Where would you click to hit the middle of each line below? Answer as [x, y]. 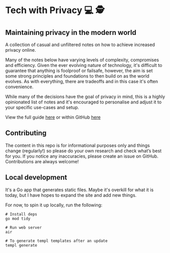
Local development [36, 178]
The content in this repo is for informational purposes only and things [78, 145]
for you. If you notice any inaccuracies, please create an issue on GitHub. [82, 156]
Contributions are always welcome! [42, 161]
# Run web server [24, 227]
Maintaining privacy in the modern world [71, 32]
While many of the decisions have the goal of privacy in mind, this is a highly [85, 97]
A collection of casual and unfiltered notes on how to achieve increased [80, 45]
